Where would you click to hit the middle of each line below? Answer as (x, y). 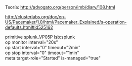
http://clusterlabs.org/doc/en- (36, 17)
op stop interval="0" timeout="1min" (42, 53)
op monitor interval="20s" (32, 42)
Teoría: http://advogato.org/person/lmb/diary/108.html (60, 7)
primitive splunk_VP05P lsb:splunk (40, 37)
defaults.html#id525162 (29, 27)
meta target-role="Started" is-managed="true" (53, 58)
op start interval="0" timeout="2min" (43, 47)
